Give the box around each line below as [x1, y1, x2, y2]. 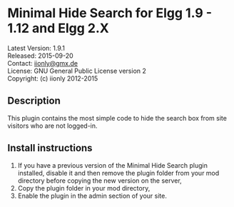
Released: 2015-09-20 [7, 51, 73, 60]
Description [7, 95, 61, 107]
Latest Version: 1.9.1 [7, 44, 66, 52]
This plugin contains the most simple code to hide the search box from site [7, 113, 227, 122]
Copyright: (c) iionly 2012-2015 [7, 74, 98, 83]
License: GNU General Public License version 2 [7, 66, 146, 75]
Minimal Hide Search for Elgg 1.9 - [7, 5, 213, 21]
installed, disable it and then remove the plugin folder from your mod [17, 168, 220, 177]
